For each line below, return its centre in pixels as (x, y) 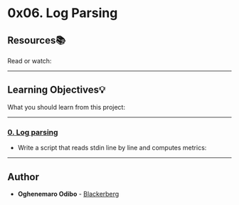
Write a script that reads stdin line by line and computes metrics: (112, 148)
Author (23, 177)
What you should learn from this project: (67, 107)
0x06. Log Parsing (63, 13)
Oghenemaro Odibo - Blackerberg (68, 194)
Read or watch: (30, 61)
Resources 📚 (37, 40)
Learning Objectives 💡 (57, 90)
